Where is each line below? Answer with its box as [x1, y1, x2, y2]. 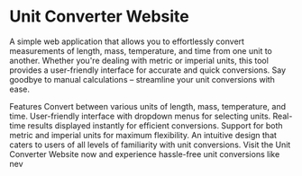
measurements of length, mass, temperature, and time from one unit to [9, 45, 273, 56]
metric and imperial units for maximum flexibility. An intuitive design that [9, 129, 278, 140]
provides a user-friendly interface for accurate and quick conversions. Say [9, 65, 287, 75]
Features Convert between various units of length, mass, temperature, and [9, 101, 287, 111]
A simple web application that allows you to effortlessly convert [9, 36, 245, 47]
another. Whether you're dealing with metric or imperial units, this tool [9, 55, 269, 66]
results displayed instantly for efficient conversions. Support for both [27, 119, 283, 131]
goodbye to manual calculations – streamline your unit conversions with [9, 74, 275, 84]
